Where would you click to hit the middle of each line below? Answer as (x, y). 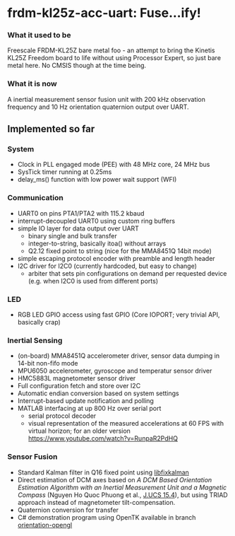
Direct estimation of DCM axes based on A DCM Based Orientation (115, 479)
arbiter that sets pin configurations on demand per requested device (127, 273)
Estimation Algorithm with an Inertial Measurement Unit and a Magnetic (122, 487)
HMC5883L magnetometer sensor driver (77, 378)
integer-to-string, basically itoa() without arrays (97, 243)
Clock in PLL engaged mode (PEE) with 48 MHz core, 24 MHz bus (114, 165)
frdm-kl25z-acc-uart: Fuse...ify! (104, 13)
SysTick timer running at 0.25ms (65, 172)
